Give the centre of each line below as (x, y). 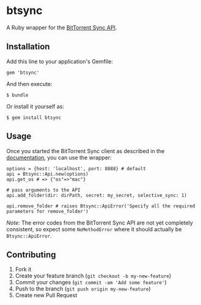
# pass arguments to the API (43, 190)
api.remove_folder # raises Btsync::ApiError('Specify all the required (101, 206)
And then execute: (29, 84)
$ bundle (17, 95)
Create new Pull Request (46, 295)
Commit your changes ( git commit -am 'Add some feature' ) (91, 282)
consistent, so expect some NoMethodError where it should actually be (94, 229)
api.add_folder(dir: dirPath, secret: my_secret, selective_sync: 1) (97, 195)
